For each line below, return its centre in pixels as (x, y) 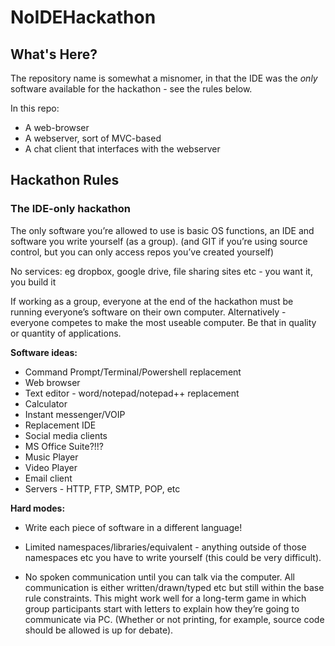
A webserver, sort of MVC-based (93, 138)
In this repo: (35, 108)
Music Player (51, 457)
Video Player (51, 467)
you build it (33, 282)
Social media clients (66, 435)
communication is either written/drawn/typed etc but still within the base (174, 587)
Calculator (46, 403)
